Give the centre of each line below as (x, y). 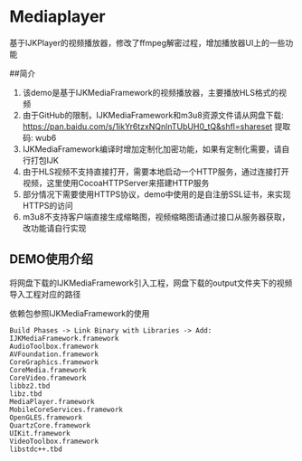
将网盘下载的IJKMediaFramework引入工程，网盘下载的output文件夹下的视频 (151, 283)
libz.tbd (26, 394)
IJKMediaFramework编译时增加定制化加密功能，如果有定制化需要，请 (152, 149)
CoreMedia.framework (48, 370)
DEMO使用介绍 (51, 259)
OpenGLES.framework (46, 418)
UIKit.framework (40, 433)
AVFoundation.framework (54, 354)
